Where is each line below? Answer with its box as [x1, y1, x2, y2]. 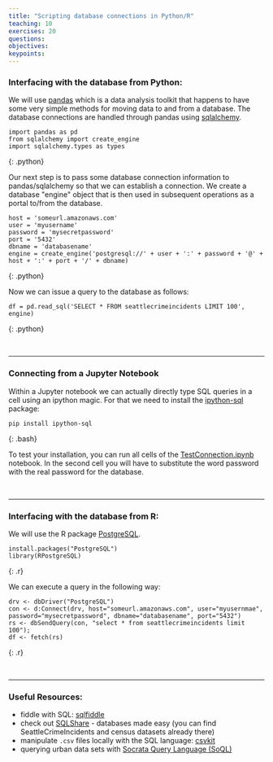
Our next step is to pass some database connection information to [8, 173, 230, 182]
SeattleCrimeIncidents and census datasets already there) [19, 727, 215, 737]
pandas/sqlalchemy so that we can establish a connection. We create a [8, 181, 247, 191]
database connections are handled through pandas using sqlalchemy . [8, 112, 242, 122]
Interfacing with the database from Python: [8, 77, 183, 88]
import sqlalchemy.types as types [8, 142, 126, 151]
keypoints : [8, 50, 45, 58]
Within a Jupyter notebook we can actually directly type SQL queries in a [8, 386, 253, 396]
